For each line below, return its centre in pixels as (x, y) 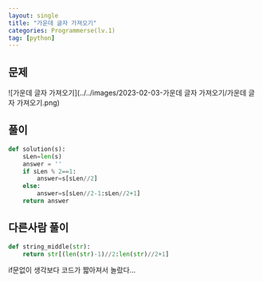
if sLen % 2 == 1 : (50, 171)
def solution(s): (37, 149)
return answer (46, 201)
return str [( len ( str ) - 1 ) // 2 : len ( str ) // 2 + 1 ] (96, 254)
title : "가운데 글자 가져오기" (53, 23)
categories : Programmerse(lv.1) (62, 30)
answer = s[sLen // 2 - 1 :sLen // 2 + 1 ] (89, 194)
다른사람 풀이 (39, 228)
